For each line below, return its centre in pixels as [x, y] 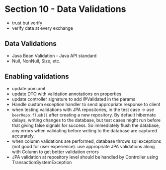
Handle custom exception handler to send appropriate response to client [86, 104]
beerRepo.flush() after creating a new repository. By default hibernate [84, 114]
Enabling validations [37, 77]
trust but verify [27, 23]
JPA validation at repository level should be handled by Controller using [85, 157]
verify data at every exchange [42, 28]
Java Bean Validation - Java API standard [54, 56]
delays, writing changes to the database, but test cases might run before [86, 120]
